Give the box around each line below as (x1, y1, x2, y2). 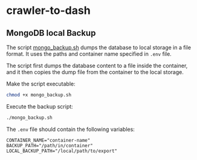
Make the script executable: (6, 80, 76, 87)
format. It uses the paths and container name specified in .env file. (6, 50, 172, 58)
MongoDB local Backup (6, 28, 96, 38)
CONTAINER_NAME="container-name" (6, 137, 91, 143)
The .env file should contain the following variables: (6, 125, 135, 133)
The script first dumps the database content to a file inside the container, (6, 62, 188, 69)
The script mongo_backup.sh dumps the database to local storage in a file (6, 44, 192, 51)
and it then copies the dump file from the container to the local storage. (6, 68, 184, 76)
